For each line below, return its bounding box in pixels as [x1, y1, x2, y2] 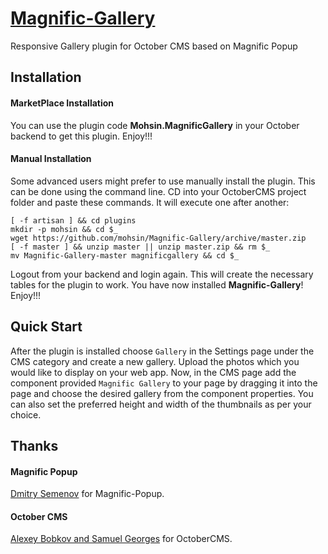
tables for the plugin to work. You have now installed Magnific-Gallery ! [10, 278, 304, 291]
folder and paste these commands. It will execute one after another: [10, 196, 290, 208]
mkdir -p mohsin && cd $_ [10, 224, 118, 234]
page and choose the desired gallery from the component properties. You [10, 387, 314, 399]
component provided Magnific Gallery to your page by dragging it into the [10, 377, 318, 389]
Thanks [10, 437, 59, 454]
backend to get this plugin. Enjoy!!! [10, 130, 153, 142]
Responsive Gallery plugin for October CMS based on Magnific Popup [10, 40, 298, 52]
